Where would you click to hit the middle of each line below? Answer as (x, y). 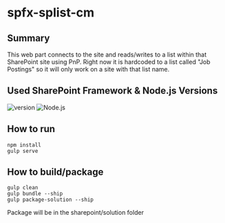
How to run (31, 129)
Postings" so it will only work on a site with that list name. (88, 69)
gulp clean (23, 188)
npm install (24, 145)
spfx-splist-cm (51, 13)
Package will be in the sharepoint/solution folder (76, 213)
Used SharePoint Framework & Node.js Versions (112, 91)
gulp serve (23, 151)
